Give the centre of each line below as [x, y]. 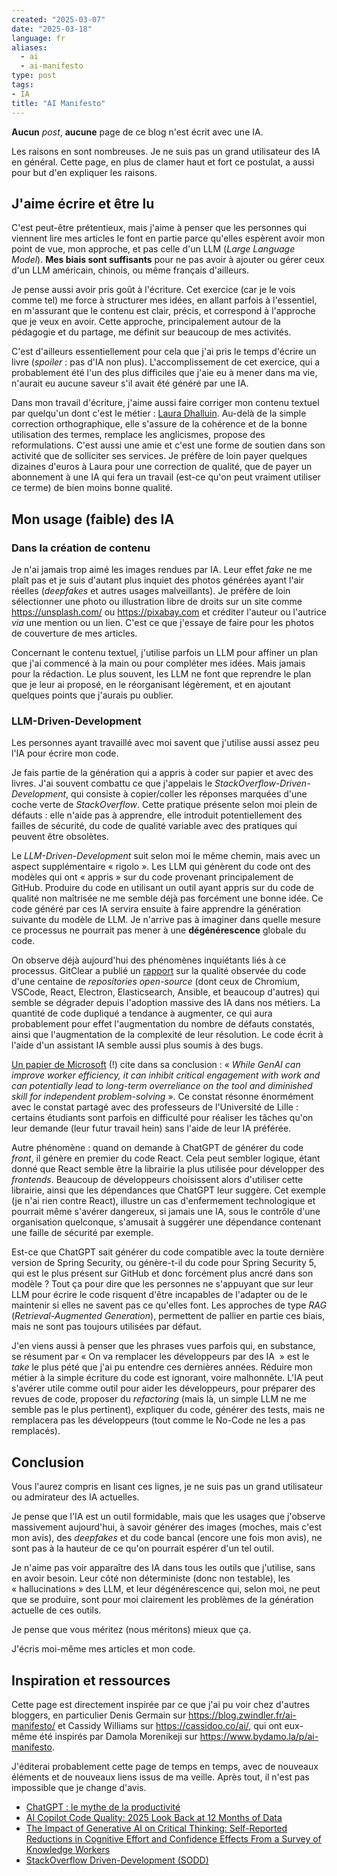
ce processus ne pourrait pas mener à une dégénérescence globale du [159, 930]
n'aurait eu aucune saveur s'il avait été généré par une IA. [130, 383]
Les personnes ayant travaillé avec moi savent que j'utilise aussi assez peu [165, 743]
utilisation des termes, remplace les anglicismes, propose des [138, 435]
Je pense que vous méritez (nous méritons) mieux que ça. [131, 1630]
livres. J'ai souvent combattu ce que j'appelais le [112, 783]
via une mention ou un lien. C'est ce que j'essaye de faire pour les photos [162, 622]
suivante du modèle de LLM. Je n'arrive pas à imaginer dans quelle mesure [166, 920]
